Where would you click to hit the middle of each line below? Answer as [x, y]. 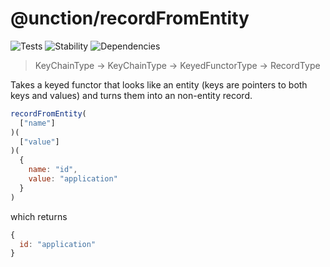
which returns [39, 216]
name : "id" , [53, 170]
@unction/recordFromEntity [130, 18]
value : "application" [73, 179]
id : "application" [58, 244]
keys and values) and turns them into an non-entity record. [131, 95]
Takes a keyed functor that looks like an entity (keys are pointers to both [159, 84]
